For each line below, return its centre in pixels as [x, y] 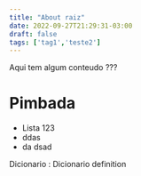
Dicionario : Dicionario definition [68, 164]
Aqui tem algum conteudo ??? [63, 68]
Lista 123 [38, 128]
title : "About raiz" [47, 17]
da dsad [37, 147]
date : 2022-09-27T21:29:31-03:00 [71, 26]
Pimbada [43, 104]
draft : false [33, 34]
